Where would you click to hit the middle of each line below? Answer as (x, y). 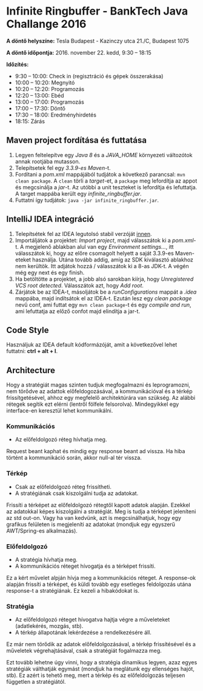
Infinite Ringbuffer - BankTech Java (97, 11)
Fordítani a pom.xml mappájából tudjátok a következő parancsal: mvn (100, 174)
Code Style (28, 330)
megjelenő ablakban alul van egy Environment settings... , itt (99, 246)
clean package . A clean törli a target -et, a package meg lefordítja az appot (106, 181)
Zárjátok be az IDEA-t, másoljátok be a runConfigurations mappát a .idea (106, 292)
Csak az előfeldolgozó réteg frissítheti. (63, 487)
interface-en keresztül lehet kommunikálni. (60, 411)
